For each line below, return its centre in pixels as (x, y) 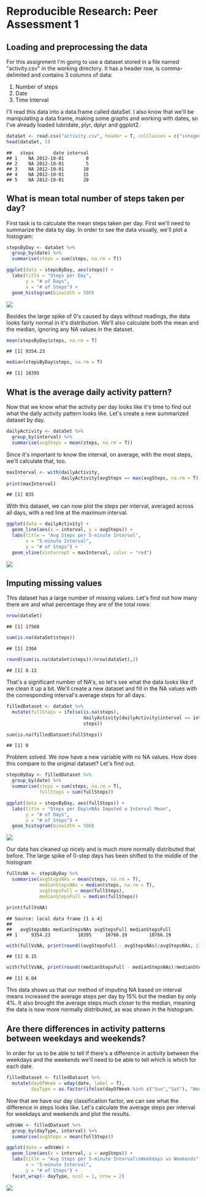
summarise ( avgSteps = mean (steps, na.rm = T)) (72, 443)
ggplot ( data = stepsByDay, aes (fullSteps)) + (65, 803)
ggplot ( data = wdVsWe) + (38, 1148)
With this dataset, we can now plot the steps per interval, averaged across (100, 506)
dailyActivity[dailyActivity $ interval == (137, 717)
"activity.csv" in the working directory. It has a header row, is (83, 68)
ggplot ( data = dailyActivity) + (48, 524)
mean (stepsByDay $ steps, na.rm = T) (52, 340)
